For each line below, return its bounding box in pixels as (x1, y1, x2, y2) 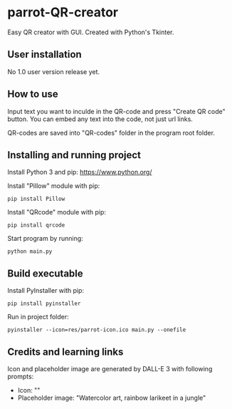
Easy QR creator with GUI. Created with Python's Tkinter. (7, 28, 174, 36)
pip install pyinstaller (7, 300, 81, 307)
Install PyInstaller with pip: (7, 286, 84, 295)
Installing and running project (7, 149, 141, 161)
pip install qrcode (7, 222, 65, 229)
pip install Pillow (7, 195, 65, 203)
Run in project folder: (7, 313, 69, 321)
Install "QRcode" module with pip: (7, 208, 107, 217)
